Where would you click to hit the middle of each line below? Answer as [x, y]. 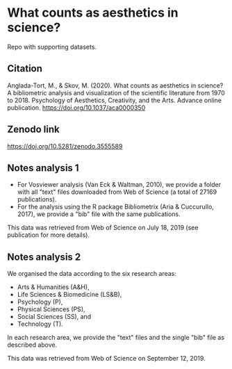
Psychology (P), [40, 302]
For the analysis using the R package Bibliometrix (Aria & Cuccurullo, [115, 207]
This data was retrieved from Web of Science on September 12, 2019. [107, 359]
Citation [25, 68]
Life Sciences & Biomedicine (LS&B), [69, 295]
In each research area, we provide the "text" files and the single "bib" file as [116, 338]
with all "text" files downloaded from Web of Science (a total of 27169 [117, 192]
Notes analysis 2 [44, 257]
